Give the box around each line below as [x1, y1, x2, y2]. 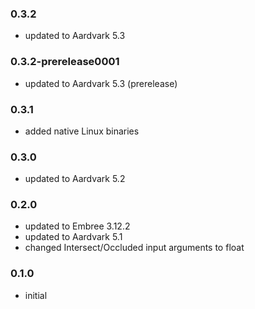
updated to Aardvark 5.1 [24, 231, 123, 243]
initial [24, 289, 48, 301]
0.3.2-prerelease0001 [10, 55, 120, 69]
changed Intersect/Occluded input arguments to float [24, 242, 245, 254]
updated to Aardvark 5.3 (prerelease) [24, 77, 178, 89]
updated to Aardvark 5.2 [24, 173, 126, 185]
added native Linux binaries [24, 125, 140, 137]
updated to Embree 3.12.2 [24, 220, 131, 232]
